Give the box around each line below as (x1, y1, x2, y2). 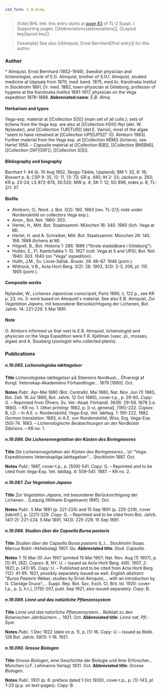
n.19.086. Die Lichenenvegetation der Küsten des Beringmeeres (5, 436, 136, 442)
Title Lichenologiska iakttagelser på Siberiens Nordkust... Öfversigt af (5, 375, 145, 381)
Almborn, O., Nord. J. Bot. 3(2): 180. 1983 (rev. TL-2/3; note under (12, 207, 143, 212)
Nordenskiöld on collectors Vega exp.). (12, 212, 90, 218)
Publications (5, 350, 35, 357)
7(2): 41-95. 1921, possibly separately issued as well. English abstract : (5, 570, 145, 576)
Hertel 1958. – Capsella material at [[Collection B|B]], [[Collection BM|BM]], (5, 142, 155, 148)
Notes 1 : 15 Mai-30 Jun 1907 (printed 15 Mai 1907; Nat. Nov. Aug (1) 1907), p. (5, 554, 157, 560)
